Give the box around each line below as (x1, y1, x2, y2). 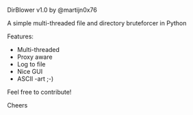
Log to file (16, 60, 46, 68)
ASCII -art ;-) (16, 75, 54, 83)
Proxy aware (16, 53, 53, 61)
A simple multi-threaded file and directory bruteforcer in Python (7, 19, 187, 27)
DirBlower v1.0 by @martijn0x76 (7, 6, 97, 14)
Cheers (7, 101, 28, 109)
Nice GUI (16, 68, 43, 75)
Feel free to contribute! (7, 88, 72, 96)
